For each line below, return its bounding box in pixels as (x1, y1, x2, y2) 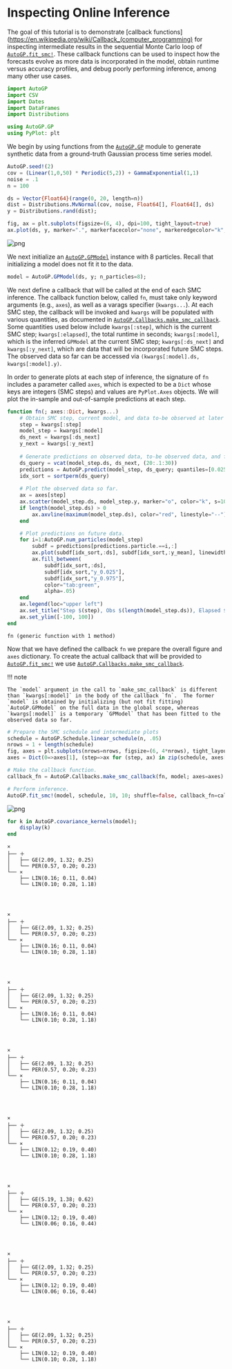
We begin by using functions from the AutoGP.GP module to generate (7, 143, 202, 151)
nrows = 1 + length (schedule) (7, 742, 95, 748)
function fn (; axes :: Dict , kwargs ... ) (7, 408, 119, 415)
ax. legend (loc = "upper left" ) (19, 600, 104, 608)
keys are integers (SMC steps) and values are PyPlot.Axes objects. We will (7, 387, 219, 396)
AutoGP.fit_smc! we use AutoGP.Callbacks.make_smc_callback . (7, 659, 184, 668)
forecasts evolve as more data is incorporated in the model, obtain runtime (7, 57, 220, 65)
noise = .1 (7, 176, 39, 183)
